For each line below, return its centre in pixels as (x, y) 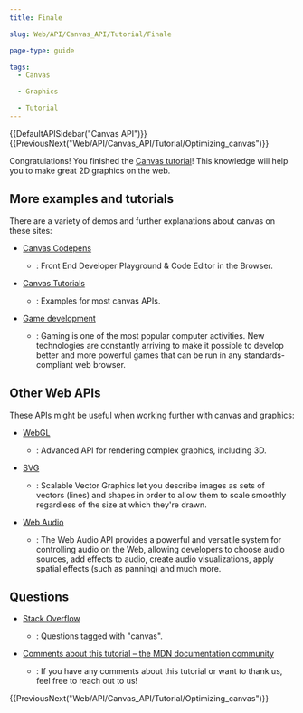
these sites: (31, 230)
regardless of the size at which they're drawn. (122, 505)
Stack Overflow (52, 619)
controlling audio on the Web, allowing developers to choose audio (160, 549)
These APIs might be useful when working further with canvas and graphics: (152, 415)
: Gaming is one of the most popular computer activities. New (150, 335)
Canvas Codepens (57, 248)
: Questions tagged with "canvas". (99, 636)
